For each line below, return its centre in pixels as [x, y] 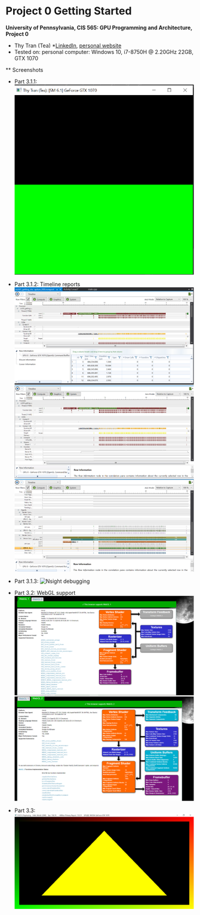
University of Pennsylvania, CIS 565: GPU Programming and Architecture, [99, 28]
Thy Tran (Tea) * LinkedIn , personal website [68, 45]
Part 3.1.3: [26, 581]
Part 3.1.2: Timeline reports [47, 284]
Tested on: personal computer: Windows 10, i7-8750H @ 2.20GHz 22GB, [104, 51]
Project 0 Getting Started [69, 11]
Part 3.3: [25, 811]
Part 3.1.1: [26, 81]
